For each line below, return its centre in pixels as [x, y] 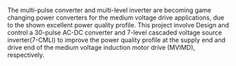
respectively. [26, 55]
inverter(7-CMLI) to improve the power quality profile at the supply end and [117, 40]
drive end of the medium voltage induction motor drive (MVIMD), [101, 47]
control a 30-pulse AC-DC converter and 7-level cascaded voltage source [115, 32]
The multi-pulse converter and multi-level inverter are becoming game [109, 10]
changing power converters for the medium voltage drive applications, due [116, 18]
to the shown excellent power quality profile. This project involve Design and [118, 25]
